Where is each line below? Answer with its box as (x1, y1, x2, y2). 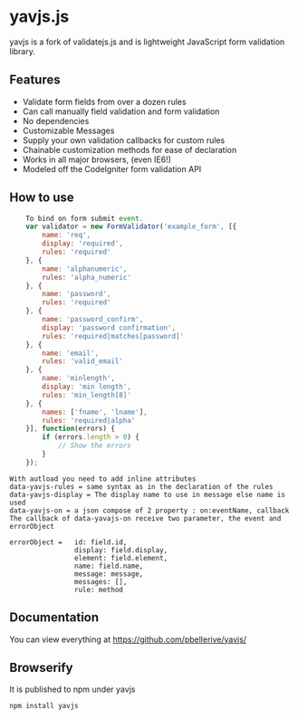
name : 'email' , (42, 349, 100, 358)
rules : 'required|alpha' (42, 416, 136, 425)
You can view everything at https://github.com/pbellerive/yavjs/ (9, 634, 247, 645)
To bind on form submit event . (25, 214, 144, 223)
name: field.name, (73, 561, 144, 570)
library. (9, 45, 36, 56)
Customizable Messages (22, 125, 115, 136)
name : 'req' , (42, 231, 91, 240)
